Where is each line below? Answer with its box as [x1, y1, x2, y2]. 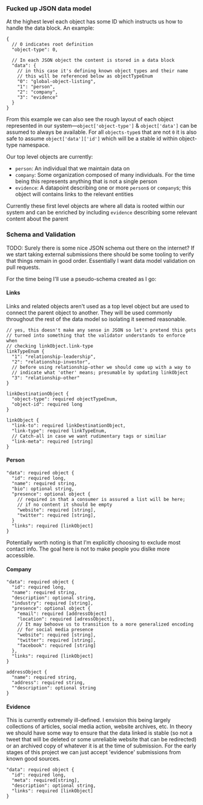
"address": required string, [12, 680, 85, 686]
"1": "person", [17, 84, 56, 90]
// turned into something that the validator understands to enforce [6, 332, 186, 339]
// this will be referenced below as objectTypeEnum [17, 73, 153, 79]
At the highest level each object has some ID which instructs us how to [6, 18, 183, 25]
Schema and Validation [6, 230, 76, 239]
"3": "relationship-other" [12, 374, 80, 381]
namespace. [19, 141, 50, 149]
